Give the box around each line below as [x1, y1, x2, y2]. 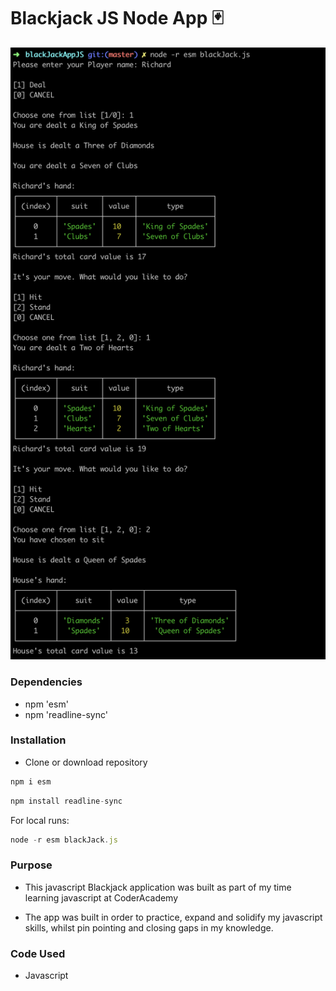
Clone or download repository [24, 756, 148, 768]
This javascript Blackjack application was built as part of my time [24, 881, 292, 893]
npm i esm [10, 776, 52, 787]
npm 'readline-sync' [24, 708, 108, 720]
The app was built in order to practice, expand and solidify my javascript [24, 911, 323, 923]
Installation [10, 733, 67, 747]
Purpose [10, 858, 53, 872]
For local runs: [10, 814, 70, 826]
